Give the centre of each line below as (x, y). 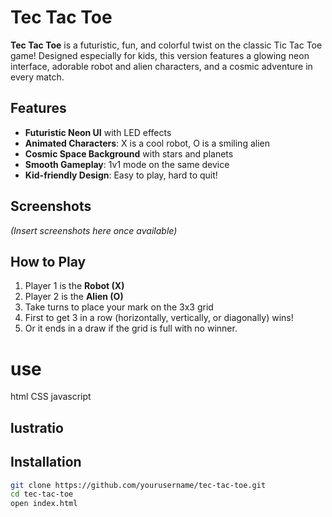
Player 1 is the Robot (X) (74, 286)
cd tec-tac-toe (42, 494)
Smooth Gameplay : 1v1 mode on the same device (127, 164)
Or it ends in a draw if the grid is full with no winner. (131, 328)
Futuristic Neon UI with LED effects (98, 132)
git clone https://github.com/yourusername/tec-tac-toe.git (138, 485)
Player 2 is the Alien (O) (74, 297)
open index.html (44, 504)
